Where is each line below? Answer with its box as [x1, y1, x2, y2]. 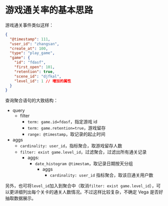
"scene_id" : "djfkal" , [14, 73, 62, 79]
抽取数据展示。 [5, 195, 36, 201]
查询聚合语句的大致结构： [5, 97, 58, 103]
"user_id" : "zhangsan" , [10, 41, 59, 46]
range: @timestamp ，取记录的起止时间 [27, 131, 106, 137]
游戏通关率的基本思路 [5, 4, 94, 16]
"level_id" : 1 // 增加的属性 [14, 78, 71, 83]
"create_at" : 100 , [10, 46, 49, 51]
